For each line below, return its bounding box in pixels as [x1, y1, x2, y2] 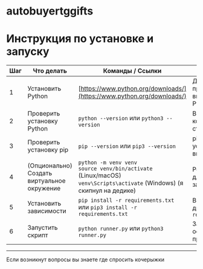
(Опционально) [27, 161, 72, 170]
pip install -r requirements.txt [78, 197, 175, 204]
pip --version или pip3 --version [78, 142, 176, 151]
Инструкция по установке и [6, 32, 154, 46]
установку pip [27, 146, 69, 154]
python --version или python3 [78, 114, 164, 122]
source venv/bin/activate [78, 165, 153, 172]
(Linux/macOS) [78, 171, 122, 180]
